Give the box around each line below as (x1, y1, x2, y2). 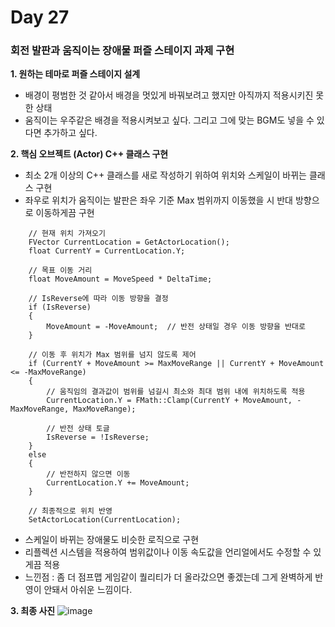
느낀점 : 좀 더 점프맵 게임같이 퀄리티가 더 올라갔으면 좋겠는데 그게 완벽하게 (24, 571, 313, 583)
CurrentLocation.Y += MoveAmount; (46, 478, 190, 488)
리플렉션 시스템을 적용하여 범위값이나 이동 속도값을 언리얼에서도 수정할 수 (24, 546, 312, 558)
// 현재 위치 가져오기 (28, 229, 106, 239)
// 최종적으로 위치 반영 (28, 506, 113, 516)
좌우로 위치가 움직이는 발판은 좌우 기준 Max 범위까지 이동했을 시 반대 (24, 194, 293, 206)
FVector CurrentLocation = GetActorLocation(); (28, 237, 230, 248)
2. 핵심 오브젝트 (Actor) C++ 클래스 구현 (10, 148, 169, 160)
